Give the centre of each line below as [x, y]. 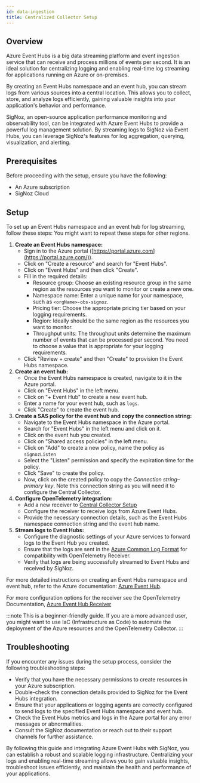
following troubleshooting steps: [46, 668]
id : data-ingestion [30, 12]
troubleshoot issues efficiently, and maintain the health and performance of [99, 767]
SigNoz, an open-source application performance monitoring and [87, 117]
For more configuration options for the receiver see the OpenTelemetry [93, 597]
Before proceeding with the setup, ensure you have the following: [87, 176]
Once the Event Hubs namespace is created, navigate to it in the [103, 377]
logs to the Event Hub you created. [66, 543]
